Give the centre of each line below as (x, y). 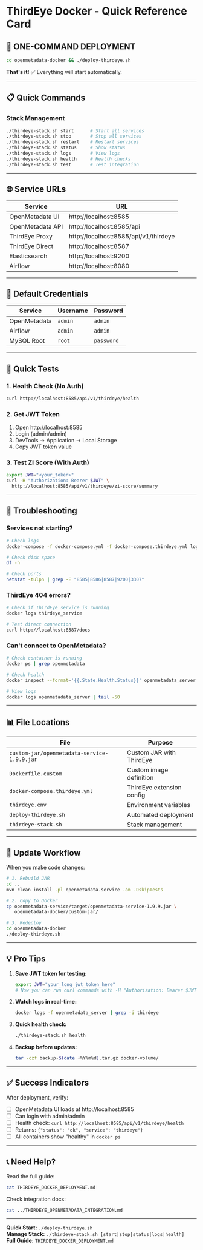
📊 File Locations (38, 722)
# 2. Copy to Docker (32, 900)
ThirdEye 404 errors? (39, 595)
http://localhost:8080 (99, 266)
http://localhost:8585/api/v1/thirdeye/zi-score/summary (85, 487)
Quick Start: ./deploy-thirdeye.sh (50, 1228)
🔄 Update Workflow (43, 853)
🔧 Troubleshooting (42, 511)
